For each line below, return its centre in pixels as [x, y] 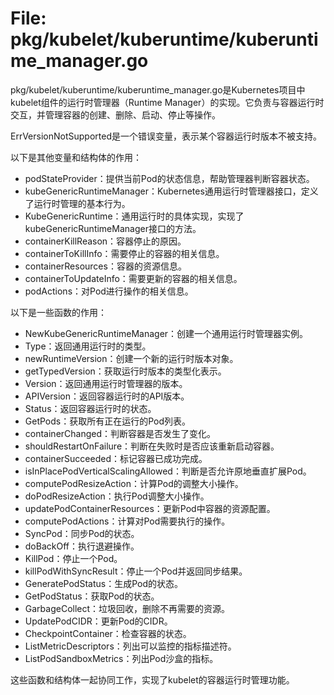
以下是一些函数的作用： [58, 312]
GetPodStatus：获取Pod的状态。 [92, 596]
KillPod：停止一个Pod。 [73, 558]
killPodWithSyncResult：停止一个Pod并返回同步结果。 [136, 571]
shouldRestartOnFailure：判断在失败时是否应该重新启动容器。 [152, 446]
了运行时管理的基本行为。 [77, 203]
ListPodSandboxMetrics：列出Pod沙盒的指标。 [121, 658]
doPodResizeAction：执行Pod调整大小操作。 [117, 496]
